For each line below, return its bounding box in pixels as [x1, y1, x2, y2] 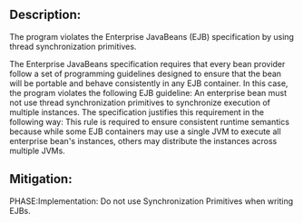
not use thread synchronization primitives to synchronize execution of [9, 97, 270, 108]
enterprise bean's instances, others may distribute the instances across [9, 135, 278, 146]
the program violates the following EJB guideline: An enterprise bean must [9, 87, 288, 98]
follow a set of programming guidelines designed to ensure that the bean [9, 68, 282, 79]
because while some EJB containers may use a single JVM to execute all [9, 126, 281, 137]
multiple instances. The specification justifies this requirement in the [9, 106, 265, 117]
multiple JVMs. [9, 145, 65, 156]
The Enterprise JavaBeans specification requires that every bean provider [9, 58, 286, 69]
